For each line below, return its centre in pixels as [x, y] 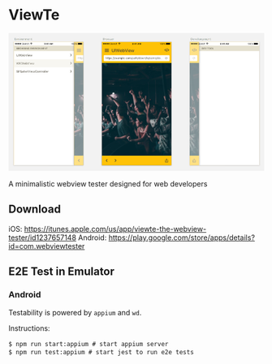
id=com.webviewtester [47, 246]
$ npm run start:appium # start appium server [89, 344]
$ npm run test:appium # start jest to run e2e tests [101, 352]
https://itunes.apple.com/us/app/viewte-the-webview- [115, 229]
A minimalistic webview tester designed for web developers [108, 184]
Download [35, 210]
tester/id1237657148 [43, 238]
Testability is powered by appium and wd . [75, 312]
